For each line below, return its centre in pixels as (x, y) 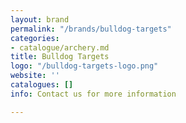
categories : (35, 38)
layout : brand (40, 19)
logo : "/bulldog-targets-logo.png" (84, 66)
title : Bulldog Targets (60, 57)
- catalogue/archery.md (60, 47)
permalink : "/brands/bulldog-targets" (91, 29)
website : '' (35, 76)
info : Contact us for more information (93, 94)
